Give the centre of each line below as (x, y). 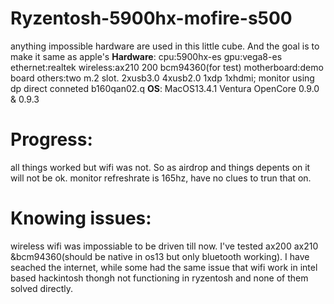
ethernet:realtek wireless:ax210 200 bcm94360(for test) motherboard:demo (167, 67)
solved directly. (41, 288)
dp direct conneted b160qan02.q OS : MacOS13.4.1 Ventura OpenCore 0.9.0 (165, 88)
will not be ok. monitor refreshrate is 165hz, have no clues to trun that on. (161, 178)
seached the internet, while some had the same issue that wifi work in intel (164, 267)
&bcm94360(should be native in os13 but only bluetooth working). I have (160, 256)
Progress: (51, 139)
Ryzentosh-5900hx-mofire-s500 (151, 18)
